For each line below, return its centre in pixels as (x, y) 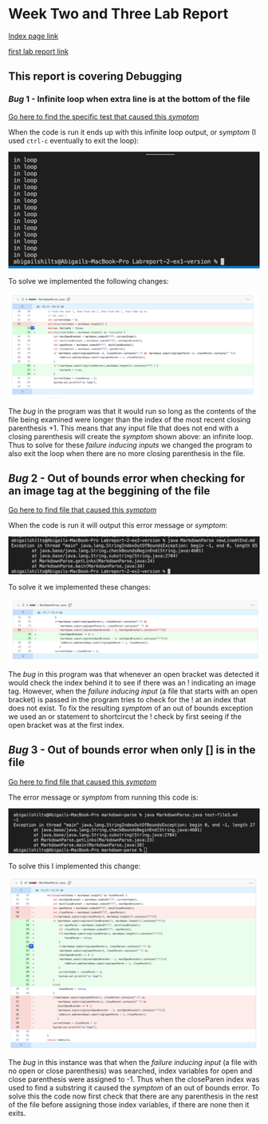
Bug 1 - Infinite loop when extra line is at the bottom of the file (129, 99)
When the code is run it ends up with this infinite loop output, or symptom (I (132, 132)
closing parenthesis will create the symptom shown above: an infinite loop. (131, 436)
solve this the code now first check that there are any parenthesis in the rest (134, 1096)
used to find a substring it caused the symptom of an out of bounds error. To (134, 1088)
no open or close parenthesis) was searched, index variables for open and (130, 1071)
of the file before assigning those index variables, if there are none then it (129, 1105)
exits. (17, 1114)
